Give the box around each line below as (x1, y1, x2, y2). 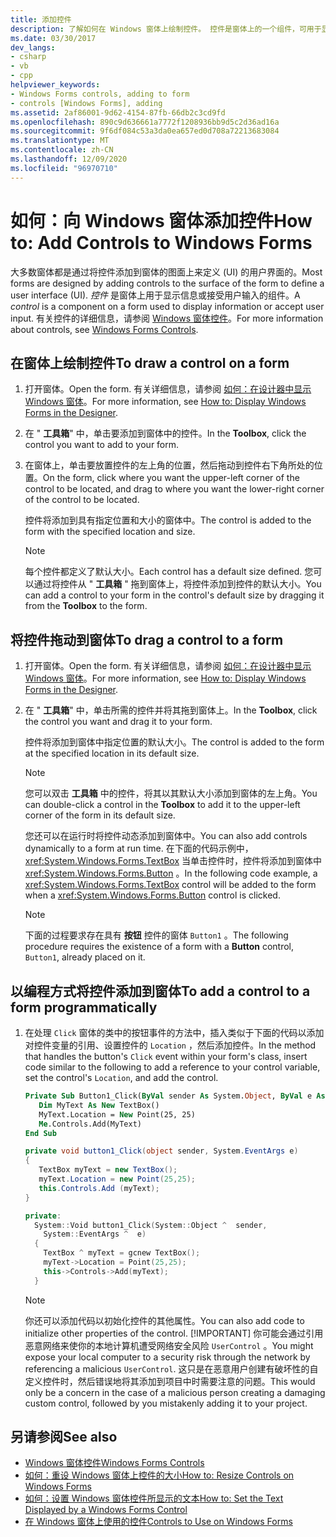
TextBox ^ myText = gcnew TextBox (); (43, 1248, 201, 1258)
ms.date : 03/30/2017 (10, 33, 97, 43)
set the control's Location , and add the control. (24, 1072, 219, 1083)
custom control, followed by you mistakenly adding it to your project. (24, 1397, 308, 1409)
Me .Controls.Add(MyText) (38, 1119, 142, 1129)
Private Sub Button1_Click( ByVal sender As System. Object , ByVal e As (24, 1091, 326, 1101)
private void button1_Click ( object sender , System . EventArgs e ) (24, 1146, 299, 1156)
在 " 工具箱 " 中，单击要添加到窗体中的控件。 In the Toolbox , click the (24, 427, 307, 440)
